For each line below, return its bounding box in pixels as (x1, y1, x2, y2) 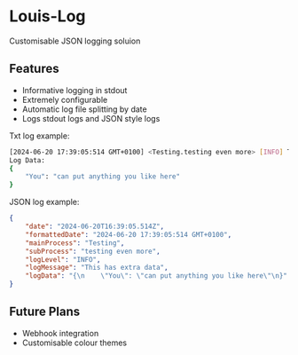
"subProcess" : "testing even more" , (25, 247, 161, 256)
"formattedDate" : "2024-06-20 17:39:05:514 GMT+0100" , (25, 230, 232, 239)
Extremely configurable (21, 94, 108, 105)
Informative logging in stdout (21, 84, 128, 95)
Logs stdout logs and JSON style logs (21, 113, 161, 123)
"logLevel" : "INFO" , (25, 255, 101, 264)
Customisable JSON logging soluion (9, 35, 141, 46)
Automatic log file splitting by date (21, 104, 148, 114)
